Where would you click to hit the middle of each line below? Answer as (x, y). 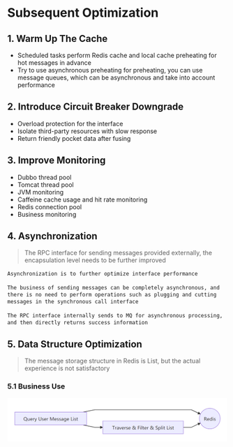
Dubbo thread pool (44, 177)
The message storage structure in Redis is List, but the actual (112, 361)
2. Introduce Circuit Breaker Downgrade (96, 107)
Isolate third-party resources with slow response (87, 131)
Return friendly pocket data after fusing (74, 138)
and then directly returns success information (78, 323)
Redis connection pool (50, 206)
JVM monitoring (40, 192)
